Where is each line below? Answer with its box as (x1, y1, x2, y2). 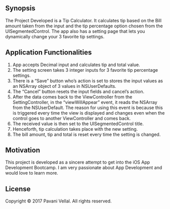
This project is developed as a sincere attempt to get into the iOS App (5, 159, 150, 166)
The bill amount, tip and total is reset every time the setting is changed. (12, 131, 161, 137)
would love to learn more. (5, 170, 58, 176)
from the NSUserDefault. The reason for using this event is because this (12, 104, 163, 111)
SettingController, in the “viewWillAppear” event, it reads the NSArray (12, 99, 158, 105)
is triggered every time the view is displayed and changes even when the (12, 110, 165, 116)
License (5, 184, 31, 193)
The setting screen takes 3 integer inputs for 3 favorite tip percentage (12, 67, 158, 73)
